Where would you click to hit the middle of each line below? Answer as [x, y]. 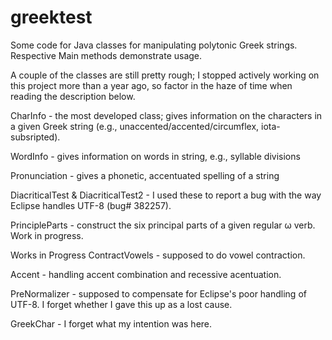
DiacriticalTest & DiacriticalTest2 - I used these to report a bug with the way [166, 195]
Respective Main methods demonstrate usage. [106, 55]
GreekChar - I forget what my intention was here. [111, 323]
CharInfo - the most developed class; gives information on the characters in [166, 115]
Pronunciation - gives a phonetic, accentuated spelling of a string [145, 175]
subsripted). [35, 137]
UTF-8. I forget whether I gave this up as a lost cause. [121, 304]
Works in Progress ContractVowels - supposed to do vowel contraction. [158, 255]
